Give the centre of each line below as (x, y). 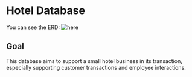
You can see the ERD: (33, 27)
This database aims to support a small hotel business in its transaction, (94, 61)
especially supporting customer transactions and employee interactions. (96, 67)
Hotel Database (46, 11)
